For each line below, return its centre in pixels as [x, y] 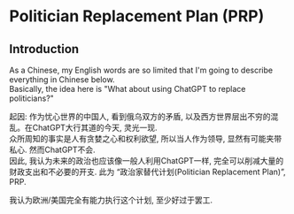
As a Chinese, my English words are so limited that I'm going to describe [141, 70]
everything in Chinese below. [62, 80]
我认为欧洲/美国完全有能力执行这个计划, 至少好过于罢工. [111, 200]
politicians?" [32, 98]
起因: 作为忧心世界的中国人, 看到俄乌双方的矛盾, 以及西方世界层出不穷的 [140, 116]
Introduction [44, 49]
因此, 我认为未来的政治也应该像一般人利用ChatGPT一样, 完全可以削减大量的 [147, 160]
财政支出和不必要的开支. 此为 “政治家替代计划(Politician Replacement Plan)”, [147, 172]
